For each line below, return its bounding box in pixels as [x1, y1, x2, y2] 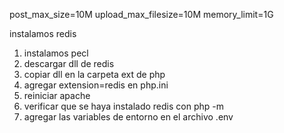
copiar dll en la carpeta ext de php [23, 69, 166, 80]
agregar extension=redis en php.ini [23, 79, 169, 91]
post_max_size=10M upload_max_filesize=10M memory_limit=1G [9, 9, 274, 20]
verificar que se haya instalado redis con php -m [23, 100, 224, 112]
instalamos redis [9, 28, 77, 39]
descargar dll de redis [23, 58, 115, 69]
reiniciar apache [23, 90, 91, 101]
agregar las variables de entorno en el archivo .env [23, 111, 234, 123]
